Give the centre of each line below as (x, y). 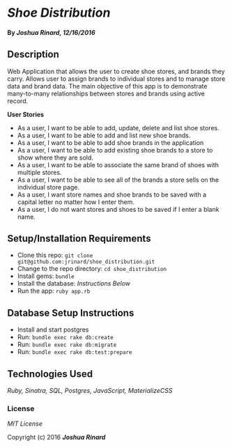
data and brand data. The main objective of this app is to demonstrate (107, 86)
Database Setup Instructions (71, 312)
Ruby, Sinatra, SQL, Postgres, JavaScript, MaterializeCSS (90, 391)
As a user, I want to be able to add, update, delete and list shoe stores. (118, 128)
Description (33, 55)
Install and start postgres (53, 330)
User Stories (25, 114)
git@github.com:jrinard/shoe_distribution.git (86, 262)
